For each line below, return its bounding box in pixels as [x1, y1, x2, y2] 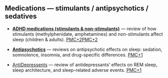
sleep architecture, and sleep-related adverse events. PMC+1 [12, 67, 142, 73]
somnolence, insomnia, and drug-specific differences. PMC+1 [12, 51, 143, 58]
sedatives [5, 12, 37, 21]
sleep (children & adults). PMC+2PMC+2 [12, 36, 98, 42]
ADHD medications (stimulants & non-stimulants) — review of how [12, 25, 157, 32]
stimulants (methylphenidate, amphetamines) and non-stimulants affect [12, 31, 163, 37]
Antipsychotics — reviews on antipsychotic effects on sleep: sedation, [12, 46, 162, 53]
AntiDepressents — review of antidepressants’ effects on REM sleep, [12, 61, 158, 68]
